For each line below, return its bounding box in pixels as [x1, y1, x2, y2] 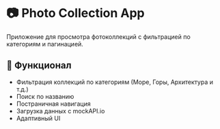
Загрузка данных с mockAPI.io [16, 106, 105, 115]
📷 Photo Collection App [6, 5, 145, 21]
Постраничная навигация [16, 100, 91, 108]
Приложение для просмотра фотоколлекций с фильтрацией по [6, 32, 191, 41]
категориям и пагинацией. [6, 40, 83, 48]
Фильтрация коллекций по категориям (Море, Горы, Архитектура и [16, 78, 213, 86]
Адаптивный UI [16, 114, 61, 122]
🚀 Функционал [6, 59, 72, 72]
